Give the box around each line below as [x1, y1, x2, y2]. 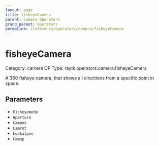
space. [5, 80, 20, 86]
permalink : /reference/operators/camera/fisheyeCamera [5, 26, 124, 32]
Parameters [5, 95, 43, 104]
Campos [12, 120, 27, 125]
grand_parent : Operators [5, 21, 58, 27]
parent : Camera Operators [5, 17, 60, 22]
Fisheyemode [12, 109, 38, 114]
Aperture [12, 115, 31, 120]
